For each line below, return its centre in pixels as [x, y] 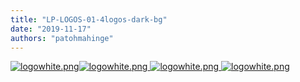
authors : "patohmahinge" [62, 38]
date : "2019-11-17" [51, 29]
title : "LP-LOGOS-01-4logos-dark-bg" [89, 19]
